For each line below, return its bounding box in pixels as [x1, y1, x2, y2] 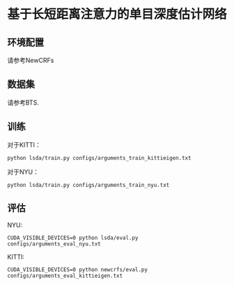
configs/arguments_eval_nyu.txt [7, 241, 101, 248]
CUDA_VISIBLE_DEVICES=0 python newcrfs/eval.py [7, 266, 148, 273]
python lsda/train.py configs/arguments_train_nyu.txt [7, 181, 170, 188]
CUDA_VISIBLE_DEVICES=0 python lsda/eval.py [7, 234, 139, 241]
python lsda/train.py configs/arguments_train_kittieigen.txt [7, 154, 192, 161]
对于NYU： [7, 167, 40, 176]
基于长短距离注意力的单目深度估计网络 [7, 6, 228, 22]
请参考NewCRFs [7, 57, 54, 64]
